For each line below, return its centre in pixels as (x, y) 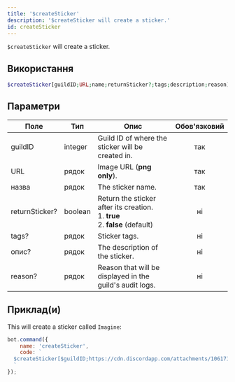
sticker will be (120, 146)
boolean (77, 211)
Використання (41, 68)
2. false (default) (126, 225)
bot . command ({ (28, 339)
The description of (128, 247)
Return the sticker (127, 198)
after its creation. (126, 207)
